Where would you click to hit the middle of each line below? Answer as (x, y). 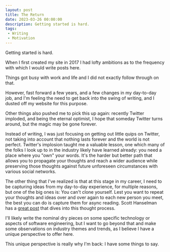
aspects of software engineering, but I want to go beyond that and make (81, 223)
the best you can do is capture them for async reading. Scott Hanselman (81, 202)
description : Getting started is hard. (47, 24)
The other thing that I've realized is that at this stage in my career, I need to (84, 181)
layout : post (19, 10)
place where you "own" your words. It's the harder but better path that (79, 155)
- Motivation (21, 38)
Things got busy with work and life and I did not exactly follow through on (82, 77)
